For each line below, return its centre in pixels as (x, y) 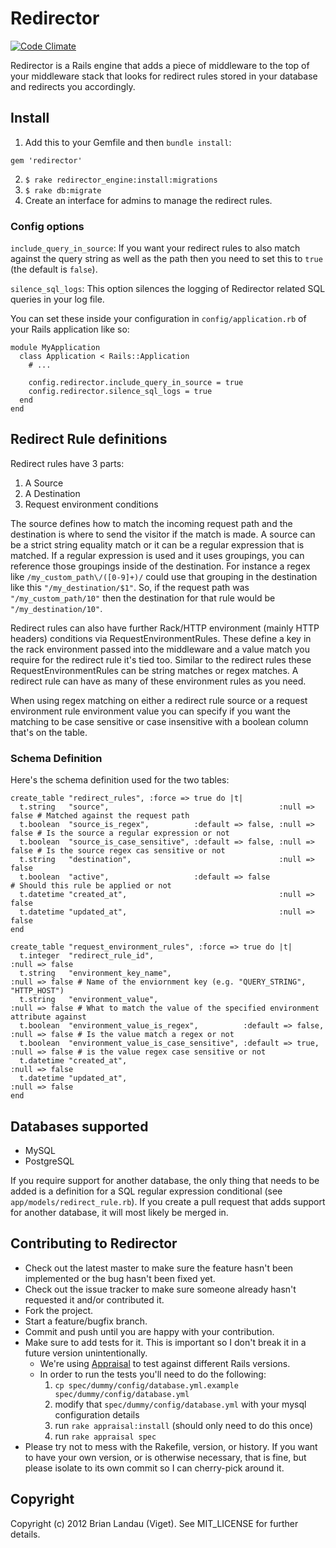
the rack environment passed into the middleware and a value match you (160, 649)
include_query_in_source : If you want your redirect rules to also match (155, 248)
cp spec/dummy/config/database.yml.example (146, 1385)
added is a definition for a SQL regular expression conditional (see (146, 1191)
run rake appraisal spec (105, 1436)
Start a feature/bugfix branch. (86, 1321)
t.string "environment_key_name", (95, 973)
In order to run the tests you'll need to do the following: (153, 1374)
